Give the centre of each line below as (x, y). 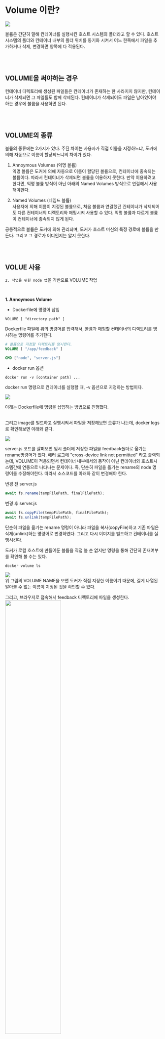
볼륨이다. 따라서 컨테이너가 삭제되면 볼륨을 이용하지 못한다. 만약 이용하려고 (84, 177)
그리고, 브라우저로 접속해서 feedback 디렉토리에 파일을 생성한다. (67, 597)
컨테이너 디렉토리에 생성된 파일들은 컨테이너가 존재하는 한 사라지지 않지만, (76, 91)
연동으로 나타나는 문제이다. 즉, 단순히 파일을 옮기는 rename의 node (87, 467)
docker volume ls (23, 566)
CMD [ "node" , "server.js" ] (33, 358)
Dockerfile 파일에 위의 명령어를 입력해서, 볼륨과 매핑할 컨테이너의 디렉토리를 (79, 329)
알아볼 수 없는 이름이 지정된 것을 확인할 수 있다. (50, 587)
